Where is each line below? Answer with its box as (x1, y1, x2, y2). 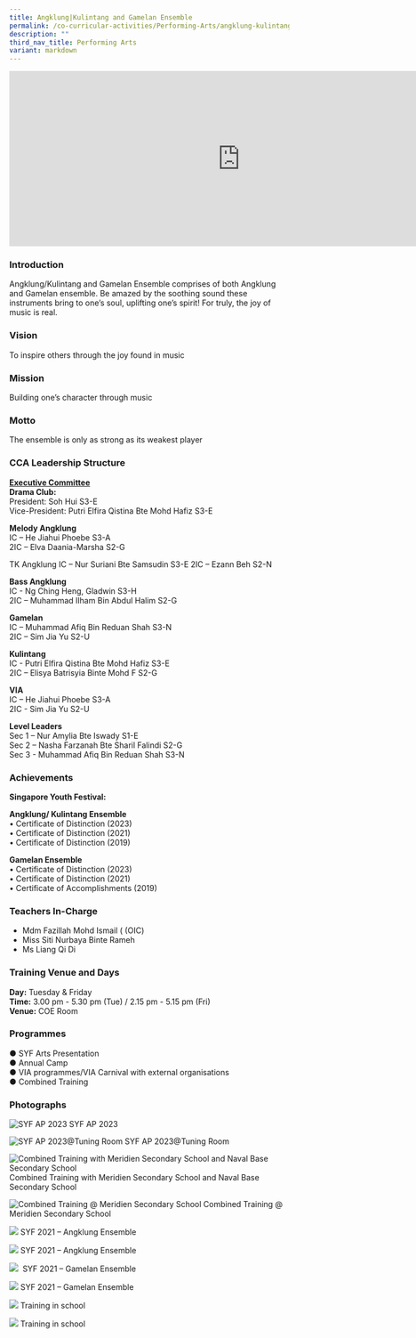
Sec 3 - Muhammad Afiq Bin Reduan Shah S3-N (9, 749, 185, 759)
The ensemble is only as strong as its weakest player (9, 434, 203, 445)
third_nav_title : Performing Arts (9, 37, 138, 47)
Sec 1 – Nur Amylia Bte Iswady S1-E (9, 730, 140, 741)
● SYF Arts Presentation (9, 1048, 100, 1058)
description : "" (9, 29, 69, 38)
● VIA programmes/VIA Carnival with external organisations (9, 1066, 229, 1077)
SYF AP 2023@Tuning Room (124, 1136, 229, 1147)
